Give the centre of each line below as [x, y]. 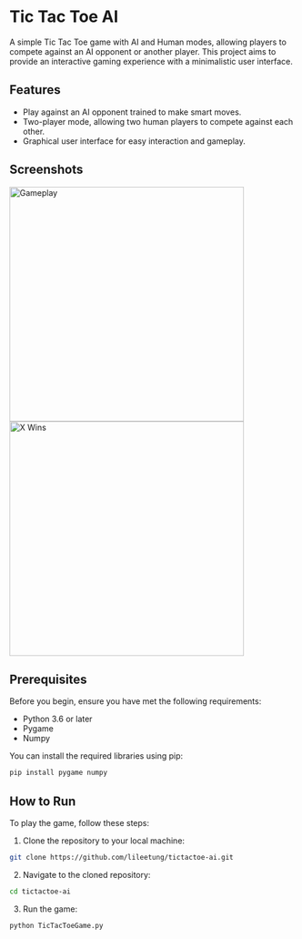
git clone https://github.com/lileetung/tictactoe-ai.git [121, 858]
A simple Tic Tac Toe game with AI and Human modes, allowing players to [148, 42]
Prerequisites [48, 679]
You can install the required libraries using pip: [96, 756]
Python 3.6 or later [57, 719]
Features [35, 90]
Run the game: [50, 909]
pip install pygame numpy [58, 773]
